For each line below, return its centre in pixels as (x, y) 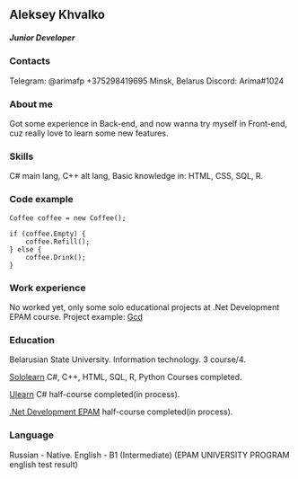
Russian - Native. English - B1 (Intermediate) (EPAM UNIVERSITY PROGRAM (149, 455)
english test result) (44, 464)
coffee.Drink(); (56, 257)
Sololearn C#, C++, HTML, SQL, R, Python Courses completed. (126, 377)
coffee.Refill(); (58, 242)
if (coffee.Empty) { (48, 234)
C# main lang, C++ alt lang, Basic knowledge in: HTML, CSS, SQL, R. (136, 176)
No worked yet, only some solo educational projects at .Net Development (145, 307)
